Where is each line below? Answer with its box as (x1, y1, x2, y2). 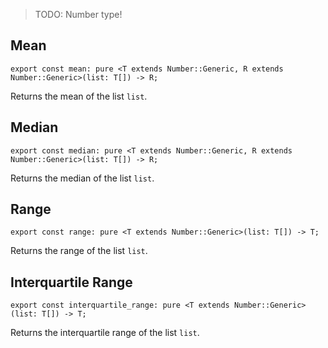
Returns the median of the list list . (10, 172, 155, 184)
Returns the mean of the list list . (10, 90, 148, 102)
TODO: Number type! (34, 9, 123, 20)
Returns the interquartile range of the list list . (10, 327, 200, 339)
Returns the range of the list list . (10, 245, 148, 257)
